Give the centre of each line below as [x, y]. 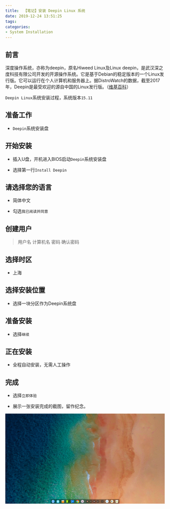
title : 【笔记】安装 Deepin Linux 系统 [45, 11]
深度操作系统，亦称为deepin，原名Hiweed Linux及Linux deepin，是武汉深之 [84, 67]
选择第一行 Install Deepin [40, 169]
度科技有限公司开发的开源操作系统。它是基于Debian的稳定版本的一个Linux [82, 74]
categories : [18, 27]
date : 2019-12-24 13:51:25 [34, 16]
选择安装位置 [25, 290]
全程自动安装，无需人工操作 [41, 365]
